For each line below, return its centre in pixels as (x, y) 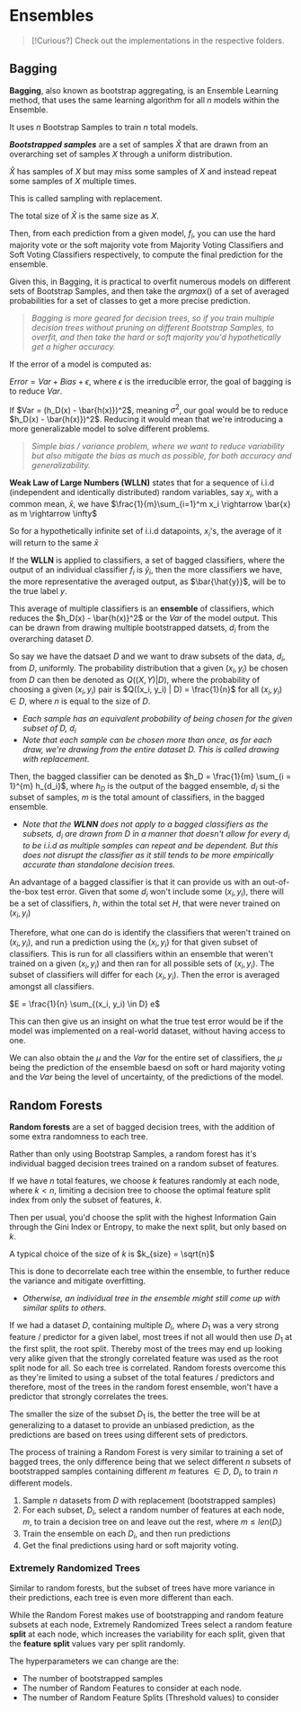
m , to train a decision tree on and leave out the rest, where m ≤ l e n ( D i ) (152, 1522)
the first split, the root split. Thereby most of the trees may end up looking (146, 1348)
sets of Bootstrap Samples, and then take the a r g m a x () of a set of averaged (149, 291)
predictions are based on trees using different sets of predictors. (129, 1435)
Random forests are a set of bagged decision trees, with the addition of (142, 1127)
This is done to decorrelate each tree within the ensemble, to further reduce (150, 1271)
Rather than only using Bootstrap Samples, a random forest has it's (133, 1153)
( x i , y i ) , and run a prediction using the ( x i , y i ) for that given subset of (134, 943)
